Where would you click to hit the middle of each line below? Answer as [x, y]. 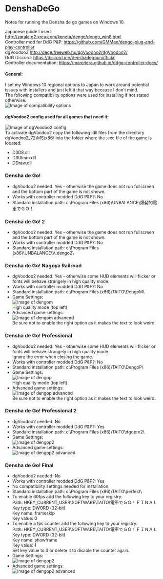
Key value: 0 [25, 518]
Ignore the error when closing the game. [53, 357]
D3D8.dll [21, 152]
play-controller [20, 47]
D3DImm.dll [24, 158]
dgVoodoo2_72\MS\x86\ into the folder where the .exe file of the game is [79, 138]
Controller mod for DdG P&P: [34, 42]
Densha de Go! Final [29, 465]
